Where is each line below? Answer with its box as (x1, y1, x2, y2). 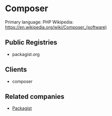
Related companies (5, 92, 64, 100)
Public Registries (5, 39, 57, 47)
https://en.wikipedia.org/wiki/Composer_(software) (5, 24, 107, 30)
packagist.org (12, 51, 40, 57)
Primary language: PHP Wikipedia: (5, 19, 74, 25)
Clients (5, 65, 27, 74)
